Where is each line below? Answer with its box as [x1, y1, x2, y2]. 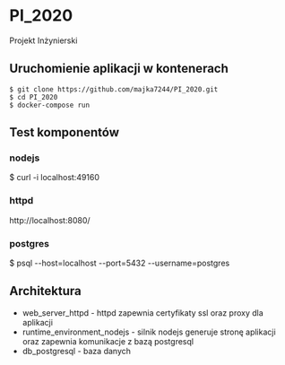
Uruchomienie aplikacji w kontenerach [9, 61, 229, 76]
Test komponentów [9, 125, 119, 140]
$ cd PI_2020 [9, 92, 58, 101]
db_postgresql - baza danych [22, 345, 132, 356]
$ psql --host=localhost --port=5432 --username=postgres [9, 257, 230, 269]
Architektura [9, 283, 82, 299]
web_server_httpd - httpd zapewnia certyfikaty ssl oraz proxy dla [22, 307, 264, 318]
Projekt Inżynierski [9, 35, 78, 46]
